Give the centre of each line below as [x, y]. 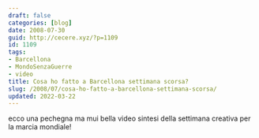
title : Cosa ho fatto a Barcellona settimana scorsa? [99, 81]
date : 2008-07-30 [37, 30]
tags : [17, 52]
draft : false [30, 15]
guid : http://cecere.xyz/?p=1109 [63, 37]
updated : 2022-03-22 [42, 96]
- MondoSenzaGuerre [40, 67]
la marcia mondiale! [40, 127]
